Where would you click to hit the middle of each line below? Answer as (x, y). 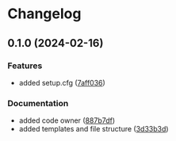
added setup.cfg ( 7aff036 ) (62, 82)
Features (25, 66)
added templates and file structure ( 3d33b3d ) (94, 129)
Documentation (38, 103)
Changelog (44, 14)
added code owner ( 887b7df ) (67, 120)
